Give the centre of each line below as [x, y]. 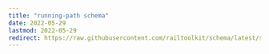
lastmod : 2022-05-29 [43, 30]
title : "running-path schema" [59, 15]
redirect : [25, 38]
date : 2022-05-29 [37, 23]
